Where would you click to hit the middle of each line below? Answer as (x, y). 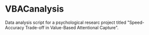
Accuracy (15, 27)
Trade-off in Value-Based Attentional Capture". (72, 27)
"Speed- (136, 22)
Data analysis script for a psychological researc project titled (66, 22)
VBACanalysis (34, 9)
